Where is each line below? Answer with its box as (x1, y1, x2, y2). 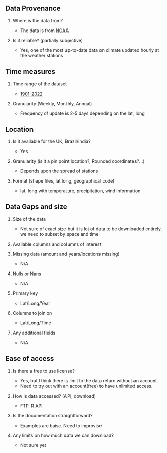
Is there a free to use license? (12, 368, 75, 374)
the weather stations (20, 52, 63, 58)
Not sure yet (20, 442, 47, 448)
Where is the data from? (12, 17, 63, 23)
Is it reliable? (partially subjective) (12, 37, 83, 43)
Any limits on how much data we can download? (12, 432, 114, 439)
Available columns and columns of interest (12, 241, 102, 247)
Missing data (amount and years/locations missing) (12, 251, 120, 257)
